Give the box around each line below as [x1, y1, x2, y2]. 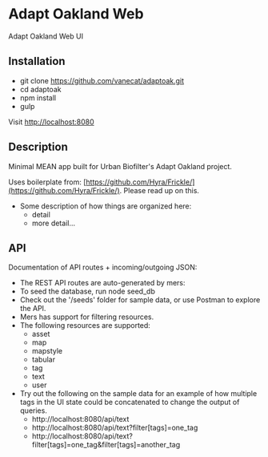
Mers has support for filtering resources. [19, 312, 154, 322]
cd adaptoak [19, 84, 62, 94]
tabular [31, 354, 56, 365]
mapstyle [31, 346, 63, 356]
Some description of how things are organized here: [19, 201, 192, 211]
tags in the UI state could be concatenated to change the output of [19, 398, 240, 407]
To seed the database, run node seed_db [19, 286, 156, 297]
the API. [19, 304, 46, 313]
